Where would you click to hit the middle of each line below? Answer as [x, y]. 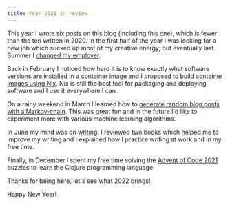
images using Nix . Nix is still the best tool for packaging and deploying [107, 83]
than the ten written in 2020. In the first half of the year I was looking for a [112, 40]
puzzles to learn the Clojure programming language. [81, 167]
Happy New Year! [32, 194]
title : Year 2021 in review [48, 13]
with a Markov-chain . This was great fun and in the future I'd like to [102, 111]
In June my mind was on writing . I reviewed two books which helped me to [113, 132]
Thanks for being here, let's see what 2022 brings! [79, 181]
